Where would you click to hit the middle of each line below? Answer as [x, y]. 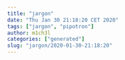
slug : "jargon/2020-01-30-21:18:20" [60, 46]
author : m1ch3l [29, 33]
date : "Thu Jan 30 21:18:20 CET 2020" [63, 20]
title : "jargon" [30, 13]
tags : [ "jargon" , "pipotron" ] [51, 26]
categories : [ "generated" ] [46, 39]
